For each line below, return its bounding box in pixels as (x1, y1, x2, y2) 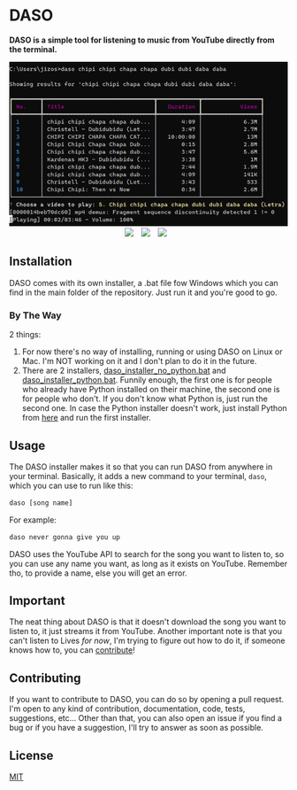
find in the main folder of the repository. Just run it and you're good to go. (9, 287, 278, 298)
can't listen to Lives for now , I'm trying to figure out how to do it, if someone (9, 635, 286, 647)
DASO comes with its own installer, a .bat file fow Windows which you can (9, 277, 278, 288)
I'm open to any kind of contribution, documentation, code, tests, (9, 703, 246, 714)
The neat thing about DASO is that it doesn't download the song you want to (9, 616, 286, 627)
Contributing (9, 670, 81, 685)
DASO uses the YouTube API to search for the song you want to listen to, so (9, 548, 285, 559)
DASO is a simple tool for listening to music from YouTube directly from (9, 35, 276, 45)
